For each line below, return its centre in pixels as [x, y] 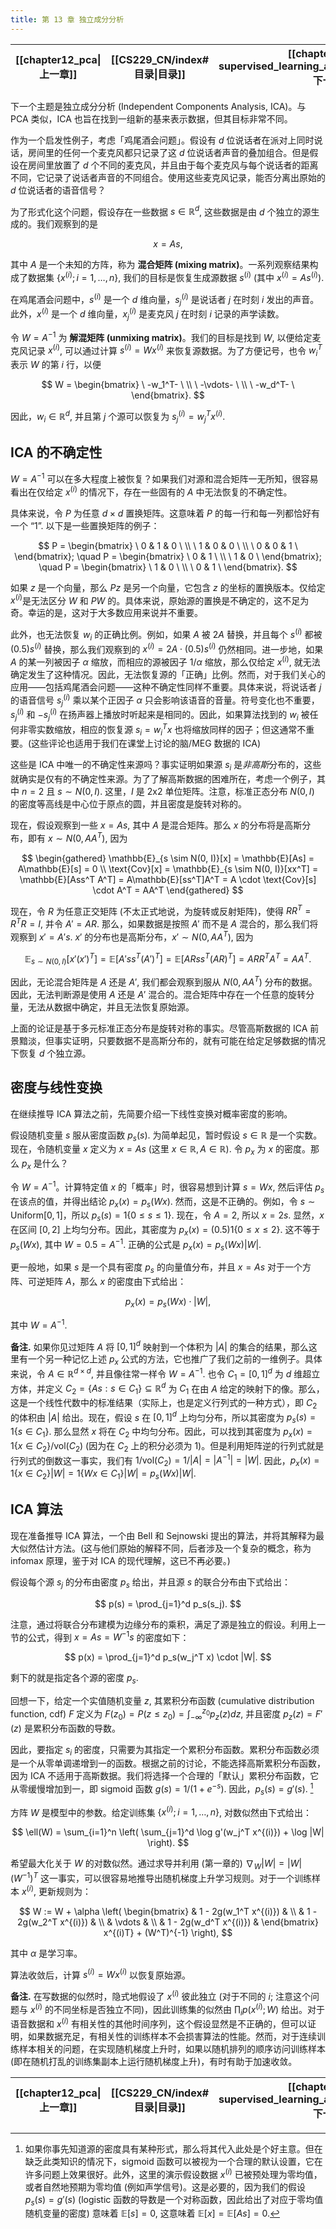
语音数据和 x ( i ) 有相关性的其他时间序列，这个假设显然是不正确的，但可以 [159, 2023]
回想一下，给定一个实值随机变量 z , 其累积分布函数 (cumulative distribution [162, 1701]
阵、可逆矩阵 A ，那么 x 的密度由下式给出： [98, 1282]
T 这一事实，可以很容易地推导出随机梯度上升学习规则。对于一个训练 [172, 1877]
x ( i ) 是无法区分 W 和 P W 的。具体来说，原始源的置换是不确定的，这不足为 [160, 599]
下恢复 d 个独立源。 [51, 1053]
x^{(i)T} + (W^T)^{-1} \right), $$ [168, 1932]
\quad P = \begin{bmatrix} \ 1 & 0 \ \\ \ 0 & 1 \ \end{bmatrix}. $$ [168, 567]
